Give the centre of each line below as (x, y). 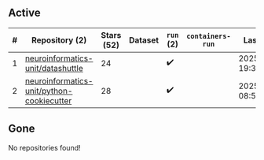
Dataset (144, 40)
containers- (208, 36)
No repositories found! (44, 147)
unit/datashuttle (54, 68)
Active (24, 13)
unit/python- (49, 91)
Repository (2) (59, 40)
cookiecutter (48, 100)
